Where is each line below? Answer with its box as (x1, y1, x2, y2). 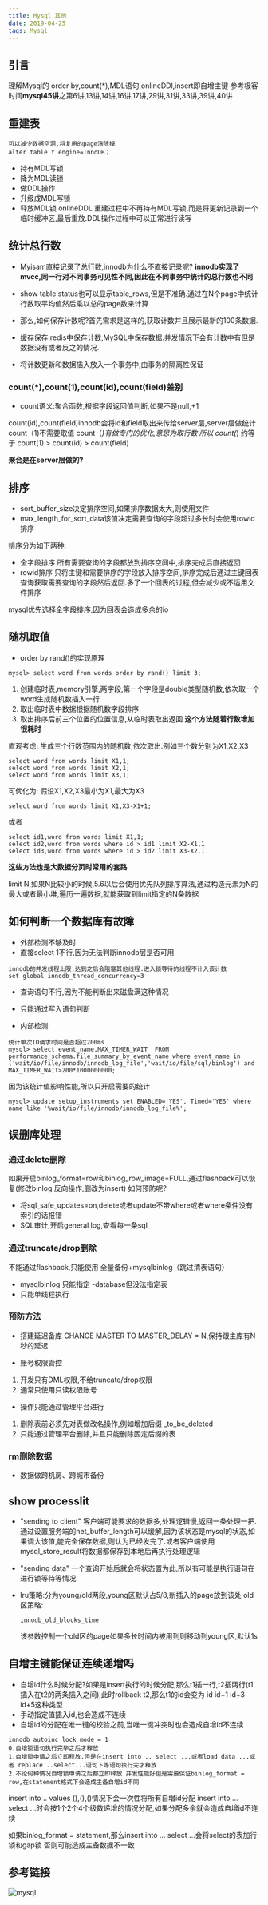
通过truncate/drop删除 (8, 1243, 97, 1254)
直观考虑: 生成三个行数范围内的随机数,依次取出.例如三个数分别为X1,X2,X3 (8, 741, 249, 750)
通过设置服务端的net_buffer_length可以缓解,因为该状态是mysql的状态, (19, 1526, 249, 1536)
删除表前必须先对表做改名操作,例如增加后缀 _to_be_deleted (19, 1419, 214, 1428)
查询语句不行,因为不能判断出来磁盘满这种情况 (19, 987, 169, 996)
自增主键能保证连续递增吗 (8, 1657, 134, 1671)
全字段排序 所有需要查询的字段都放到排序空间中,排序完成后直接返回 (19, 557, 241, 567)
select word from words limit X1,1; (8, 757, 130, 765)
